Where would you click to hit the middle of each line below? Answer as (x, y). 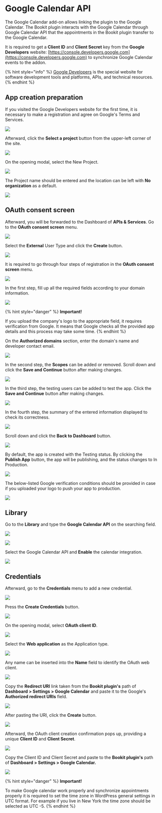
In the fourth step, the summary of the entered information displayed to (76, 412)
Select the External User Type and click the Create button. (64, 245)
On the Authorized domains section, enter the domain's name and (72, 341)
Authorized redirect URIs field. (36, 697)
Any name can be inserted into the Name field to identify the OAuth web (77, 663)
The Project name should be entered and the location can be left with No (78, 180)
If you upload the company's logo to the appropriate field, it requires (73, 321)
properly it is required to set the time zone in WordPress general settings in (80, 796)
